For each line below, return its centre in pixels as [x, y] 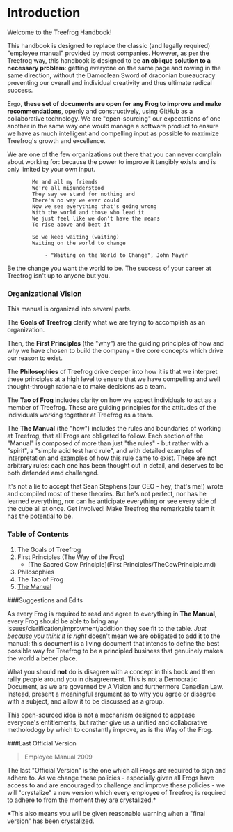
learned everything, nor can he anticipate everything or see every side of [112, 501]
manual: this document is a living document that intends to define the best [113, 643]
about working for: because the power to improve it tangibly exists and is [112, 161]
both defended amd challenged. [53, 473]
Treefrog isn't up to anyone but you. [59, 275]
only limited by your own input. [51, 169]
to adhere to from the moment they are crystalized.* [82, 800]
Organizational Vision [45, 293]
